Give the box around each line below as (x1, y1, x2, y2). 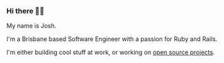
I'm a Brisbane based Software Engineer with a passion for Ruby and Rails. (6, 35, 218, 43)
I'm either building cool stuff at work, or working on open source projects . (6, 48, 215, 57)
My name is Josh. (6, 22, 56, 30)
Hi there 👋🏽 (6, 6, 45, 16)
